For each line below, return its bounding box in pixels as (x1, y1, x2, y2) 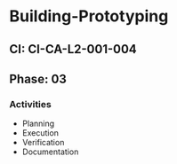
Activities (9, 98, 52, 110)
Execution (21, 128, 60, 138)
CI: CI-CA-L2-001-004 (9, 42, 138, 57)
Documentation (21, 146, 79, 157)
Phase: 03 (9, 71, 67, 86)
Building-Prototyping (9, 6, 169, 27)
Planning (21, 118, 55, 129)
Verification (21, 137, 65, 148)
